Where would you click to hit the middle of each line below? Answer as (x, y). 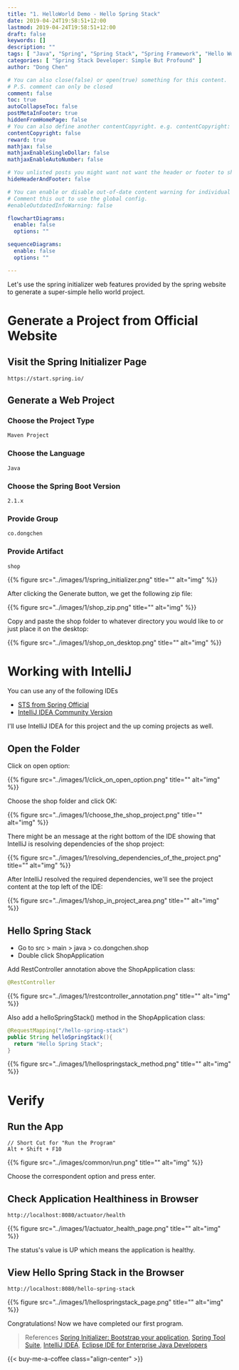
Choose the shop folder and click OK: (62, 801)
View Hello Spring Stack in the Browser (96, 1273)
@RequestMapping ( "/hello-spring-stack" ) (68, 1030)
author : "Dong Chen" (38, 67)
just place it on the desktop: (48, 628)
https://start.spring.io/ (46, 378)
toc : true (22, 100)
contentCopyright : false (44, 133)
